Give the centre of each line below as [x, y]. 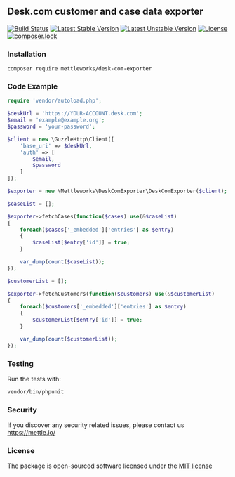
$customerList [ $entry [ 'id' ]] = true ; [87, 320]
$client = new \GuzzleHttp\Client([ [61, 139]
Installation [27, 54]
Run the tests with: [34, 379]
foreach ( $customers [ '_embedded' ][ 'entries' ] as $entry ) [103, 307]
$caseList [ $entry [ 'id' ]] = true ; [81, 243]
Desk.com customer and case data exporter [105, 12]
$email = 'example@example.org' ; [56, 120]
